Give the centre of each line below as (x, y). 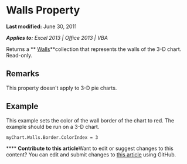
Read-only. (19, 55)
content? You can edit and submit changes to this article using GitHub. (91, 154)
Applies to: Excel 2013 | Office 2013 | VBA (57, 37)
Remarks (23, 74)
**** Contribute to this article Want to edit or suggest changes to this (90, 148)
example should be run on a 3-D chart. (53, 127)
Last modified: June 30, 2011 (42, 26)
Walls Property (43, 10)
